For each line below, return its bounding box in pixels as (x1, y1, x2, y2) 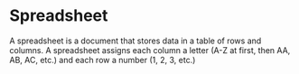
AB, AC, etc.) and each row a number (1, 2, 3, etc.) (9, 54, 196, 65)
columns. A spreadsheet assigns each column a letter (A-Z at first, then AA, (9, 44, 291, 55)
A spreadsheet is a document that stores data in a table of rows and (9, 35, 262, 46)
